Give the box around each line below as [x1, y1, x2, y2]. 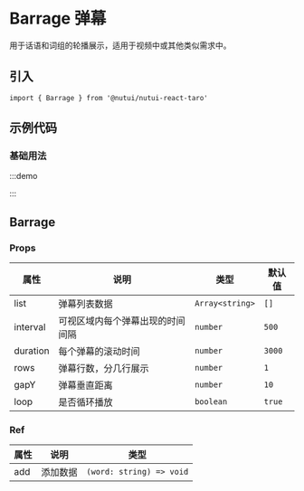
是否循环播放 [58, 396, 113, 409]
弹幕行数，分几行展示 [58, 363, 149, 375]
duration [14, 345, 50, 357]
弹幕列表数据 [58, 297, 113, 310]
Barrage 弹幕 [9, 8, 107, 29]
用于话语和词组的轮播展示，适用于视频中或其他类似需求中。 [9, 40, 232, 51]
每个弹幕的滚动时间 [58, 345, 140, 358]
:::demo [9, 171, 38, 182]
